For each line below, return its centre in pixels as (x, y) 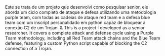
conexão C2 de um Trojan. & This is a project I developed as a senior (75, 28)
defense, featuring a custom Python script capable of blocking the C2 (76, 43)
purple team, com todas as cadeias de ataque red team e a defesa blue (78, 17)
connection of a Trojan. (29, 48)
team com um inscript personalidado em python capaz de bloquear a (75, 22)
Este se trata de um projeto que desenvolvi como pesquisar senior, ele (77, 7)
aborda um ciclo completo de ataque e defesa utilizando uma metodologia (81, 12)
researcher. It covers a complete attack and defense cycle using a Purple (80, 33)
